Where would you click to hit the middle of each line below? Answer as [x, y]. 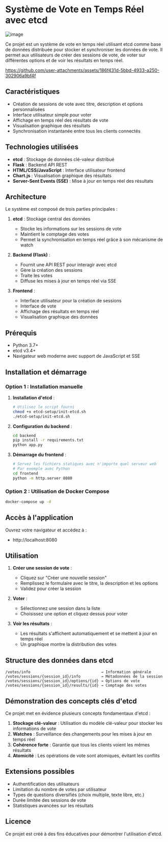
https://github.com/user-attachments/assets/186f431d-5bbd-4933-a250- [82, 70]
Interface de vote [38, 306]
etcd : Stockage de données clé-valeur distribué [63, 159]
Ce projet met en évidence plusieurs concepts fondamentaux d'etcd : [78, 713]
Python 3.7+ [25, 345]
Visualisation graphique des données [59, 317]
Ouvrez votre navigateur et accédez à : [46, 530]
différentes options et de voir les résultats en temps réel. [64, 60]
